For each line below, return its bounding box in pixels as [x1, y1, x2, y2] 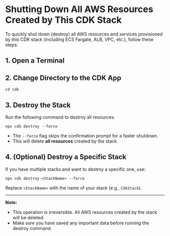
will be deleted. [12, 214, 45, 220]
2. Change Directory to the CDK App [5, 73, 121, 82]
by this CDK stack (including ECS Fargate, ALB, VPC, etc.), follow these [5, 36, 154, 42]
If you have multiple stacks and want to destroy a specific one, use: [5, 166, 146, 172]
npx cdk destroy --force [5, 124, 58, 129]
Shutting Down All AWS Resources [5, 4, 153, 15]
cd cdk [5, 87, 19, 92]
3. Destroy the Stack [5, 101, 71, 109]
